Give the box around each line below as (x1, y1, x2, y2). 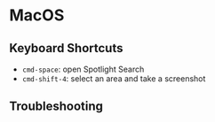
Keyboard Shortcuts (9, 41, 123, 56)
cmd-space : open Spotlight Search (21, 64, 145, 74)
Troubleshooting (9, 99, 104, 114)
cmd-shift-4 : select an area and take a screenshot (21, 73, 206, 84)
